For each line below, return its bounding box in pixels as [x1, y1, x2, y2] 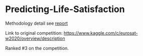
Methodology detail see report [5, 20, 68, 26]
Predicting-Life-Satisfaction [5, 4, 125, 15]
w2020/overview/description [5, 35, 65, 41]
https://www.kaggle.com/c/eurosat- [63, 30, 138, 36]
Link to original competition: [5, 30, 63, 36]
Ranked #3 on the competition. [5, 45, 69, 51]
